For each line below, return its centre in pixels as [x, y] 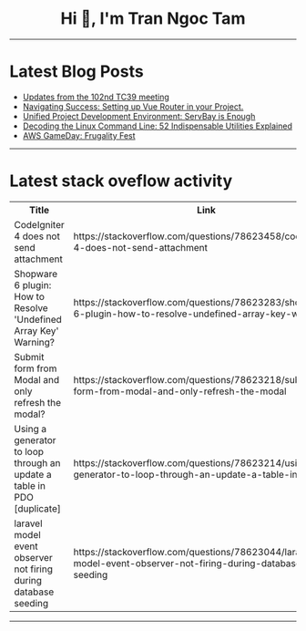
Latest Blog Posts [76, 72]
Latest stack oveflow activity [121, 181]
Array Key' [36, 330]
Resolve [31, 307]
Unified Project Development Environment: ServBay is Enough [139, 116]
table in [30, 485]
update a [33, 474]
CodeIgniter [40, 224]
